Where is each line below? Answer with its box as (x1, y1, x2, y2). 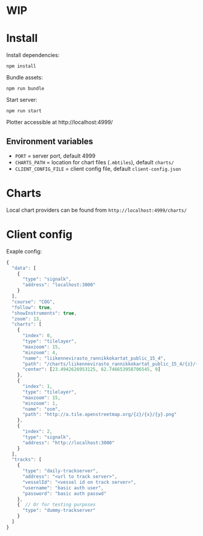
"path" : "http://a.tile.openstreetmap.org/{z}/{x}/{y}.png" (22, 412, 177, 418)
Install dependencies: (6, 52, 60, 59)
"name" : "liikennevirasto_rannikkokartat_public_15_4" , (22, 355, 166, 361)
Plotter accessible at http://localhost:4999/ (6, 119, 113, 126)
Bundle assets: (6, 74, 43, 81)
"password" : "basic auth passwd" (22, 491, 107, 497)
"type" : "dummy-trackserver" (22, 508, 96, 514)
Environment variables (6, 136, 94, 146)
